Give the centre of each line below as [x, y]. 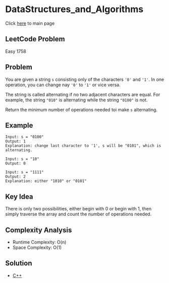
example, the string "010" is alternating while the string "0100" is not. [76, 100]
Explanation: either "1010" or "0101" [46, 181]
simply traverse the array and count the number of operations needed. [78, 214]
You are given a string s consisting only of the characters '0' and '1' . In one [85, 79]
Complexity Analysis [39, 230]
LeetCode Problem [35, 39]
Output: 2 [16, 177]
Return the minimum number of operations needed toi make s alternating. [81, 109]
